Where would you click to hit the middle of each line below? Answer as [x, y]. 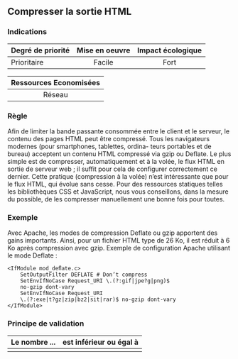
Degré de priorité [40, 50]
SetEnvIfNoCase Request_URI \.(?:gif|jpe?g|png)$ [95, 281]
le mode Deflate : [33, 255]
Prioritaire [27, 62]
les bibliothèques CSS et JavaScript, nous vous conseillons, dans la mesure [118, 192]
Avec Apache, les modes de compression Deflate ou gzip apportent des [113, 233]
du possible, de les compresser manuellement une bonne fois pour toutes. [116, 199]
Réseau [56, 94]
